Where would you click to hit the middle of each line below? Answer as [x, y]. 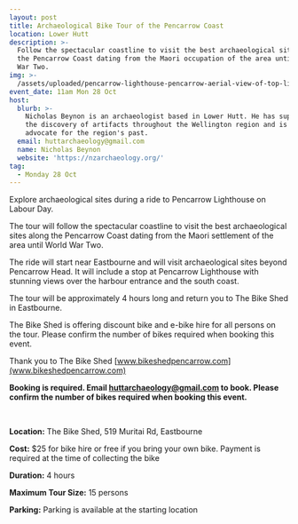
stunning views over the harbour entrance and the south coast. [124, 282]
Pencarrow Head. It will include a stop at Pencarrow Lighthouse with [134, 272]
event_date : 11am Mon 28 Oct [63, 91]
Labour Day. [31, 209]
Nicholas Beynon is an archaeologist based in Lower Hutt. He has [150, 116]
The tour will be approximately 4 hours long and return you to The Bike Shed [149, 298]
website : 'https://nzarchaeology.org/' [91, 158]
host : [19, 100]
